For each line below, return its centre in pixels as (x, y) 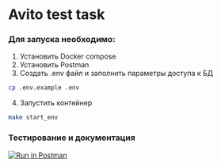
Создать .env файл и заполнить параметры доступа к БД (116, 74)
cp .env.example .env (44, 88)
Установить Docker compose (68, 56)
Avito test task (57, 15)
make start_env (33, 118)
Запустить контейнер (56, 103)
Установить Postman (54, 65)
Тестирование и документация (72, 138)
